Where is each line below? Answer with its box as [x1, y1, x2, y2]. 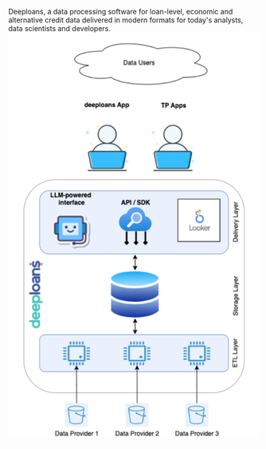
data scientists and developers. [8, 24, 111, 33]
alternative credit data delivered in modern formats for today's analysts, [8, 15, 244, 25]
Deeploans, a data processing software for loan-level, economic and [8, 7, 233, 16]
